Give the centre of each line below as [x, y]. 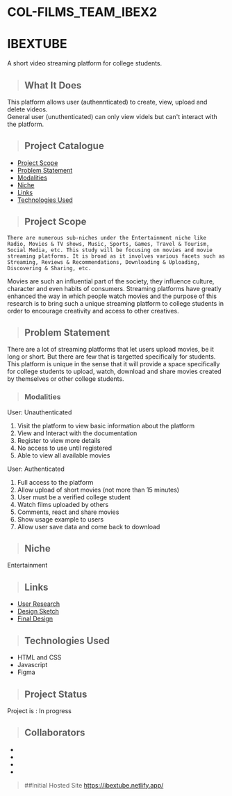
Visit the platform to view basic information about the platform [106, 426]
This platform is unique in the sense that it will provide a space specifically [114, 364]
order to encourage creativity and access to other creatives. [93, 311]
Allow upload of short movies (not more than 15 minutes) [98, 490]
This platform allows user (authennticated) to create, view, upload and [107, 102]
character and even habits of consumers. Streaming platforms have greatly [115, 288]
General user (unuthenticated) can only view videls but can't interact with [112, 116]
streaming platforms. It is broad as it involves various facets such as [116, 256]
